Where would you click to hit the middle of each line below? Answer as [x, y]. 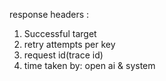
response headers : [49, 14]
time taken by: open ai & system [89, 65]
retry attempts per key [69, 44]
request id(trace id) [63, 55]
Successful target [60, 33]
